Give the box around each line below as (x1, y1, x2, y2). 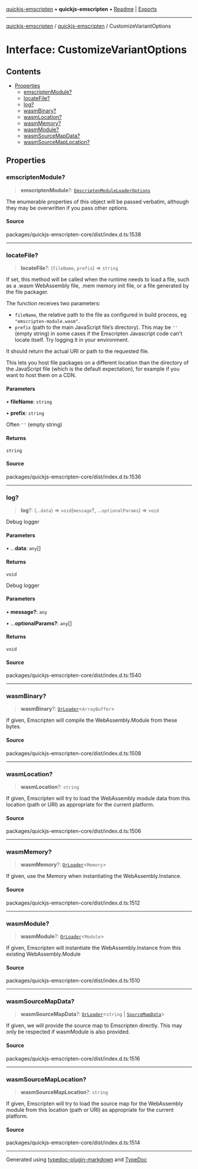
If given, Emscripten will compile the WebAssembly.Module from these (6, 716, 178, 724)
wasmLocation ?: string (20, 783, 80, 790)
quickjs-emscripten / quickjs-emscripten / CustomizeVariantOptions (6, 22, 171, 29)
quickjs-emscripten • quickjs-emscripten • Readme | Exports (6, 6, 157, 12)
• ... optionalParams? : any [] (6, 619, 72, 627)
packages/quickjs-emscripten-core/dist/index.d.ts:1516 (6, 1055, 140, 1062)
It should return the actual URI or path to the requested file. (6, 348, 150, 355)
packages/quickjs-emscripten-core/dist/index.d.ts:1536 (6, 473, 141, 480)
